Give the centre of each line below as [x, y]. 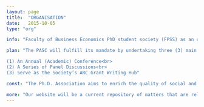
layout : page [23, 12]
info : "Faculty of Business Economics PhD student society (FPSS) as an [100, 40]
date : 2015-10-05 [31, 23]
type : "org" [21, 29]
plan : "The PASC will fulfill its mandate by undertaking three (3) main [102, 51]
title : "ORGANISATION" [36, 18]
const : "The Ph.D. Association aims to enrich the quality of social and [102, 83]
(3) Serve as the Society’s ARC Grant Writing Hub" [73, 73]
